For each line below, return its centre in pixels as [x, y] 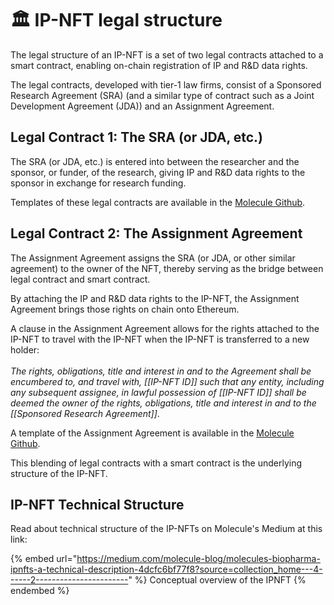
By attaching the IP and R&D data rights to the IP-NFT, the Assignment [155, 298]
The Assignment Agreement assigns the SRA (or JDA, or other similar [153, 258]
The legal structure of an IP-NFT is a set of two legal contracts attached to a [167, 54]
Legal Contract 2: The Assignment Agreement [156, 233]
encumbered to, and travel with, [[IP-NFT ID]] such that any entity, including [167, 381]
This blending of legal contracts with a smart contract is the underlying [156, 463]
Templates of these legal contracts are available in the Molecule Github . [158, 202]
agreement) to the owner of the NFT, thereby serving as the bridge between [167, 268]
